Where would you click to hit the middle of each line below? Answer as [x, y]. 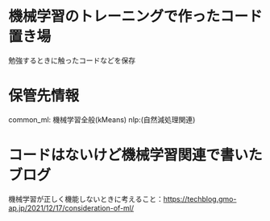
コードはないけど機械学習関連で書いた [136, 156]
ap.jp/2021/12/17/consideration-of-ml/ [71, 208]
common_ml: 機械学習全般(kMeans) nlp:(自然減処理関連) [102, 119]
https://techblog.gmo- [200, 198]
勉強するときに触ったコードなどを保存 [72, 60]
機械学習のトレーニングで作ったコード [136, 16]
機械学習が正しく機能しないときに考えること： [86, 198]
